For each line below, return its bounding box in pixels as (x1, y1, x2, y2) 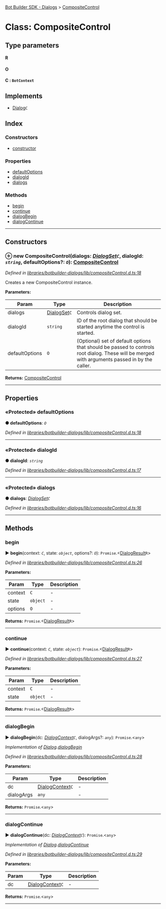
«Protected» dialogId (5, 446, 57, 453)
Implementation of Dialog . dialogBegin (5, 744, 83, 750)
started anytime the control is (76, 323, 145, 330)
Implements (5, 91, 43, 100)
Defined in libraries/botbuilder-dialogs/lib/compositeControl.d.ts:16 (5, 505, 142, 511)
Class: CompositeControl (5, 22, 111, 33)
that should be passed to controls (76, 344, 155, 350)
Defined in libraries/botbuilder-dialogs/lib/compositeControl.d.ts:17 (5, 467, 141, 474)
